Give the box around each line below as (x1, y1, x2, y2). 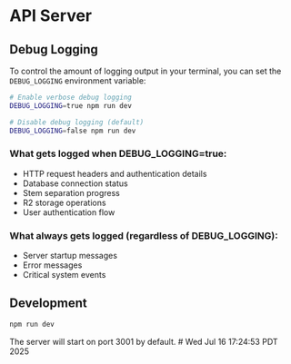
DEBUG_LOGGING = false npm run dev (9, 126, 136, 135)
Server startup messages (22, 251, 118, 261)
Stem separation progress (22, 187, 120, 198)
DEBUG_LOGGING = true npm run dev (9, 101, 132, 110)
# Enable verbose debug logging (9, 93, 132, 102)
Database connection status (22, 178, 129, 189)
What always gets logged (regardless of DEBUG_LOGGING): (9, 229, 279, 241)
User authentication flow (22, 206, 115, 218)
